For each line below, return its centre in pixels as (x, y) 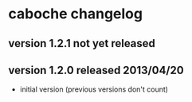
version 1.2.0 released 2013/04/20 (96, 70)
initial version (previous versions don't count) (94, 89)
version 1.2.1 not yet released (82, 43)
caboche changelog (76, 14)
